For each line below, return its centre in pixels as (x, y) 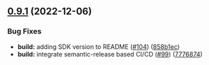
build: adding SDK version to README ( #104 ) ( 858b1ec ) (99, 46)
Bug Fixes (25, 31)
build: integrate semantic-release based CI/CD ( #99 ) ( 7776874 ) (110, 54)
